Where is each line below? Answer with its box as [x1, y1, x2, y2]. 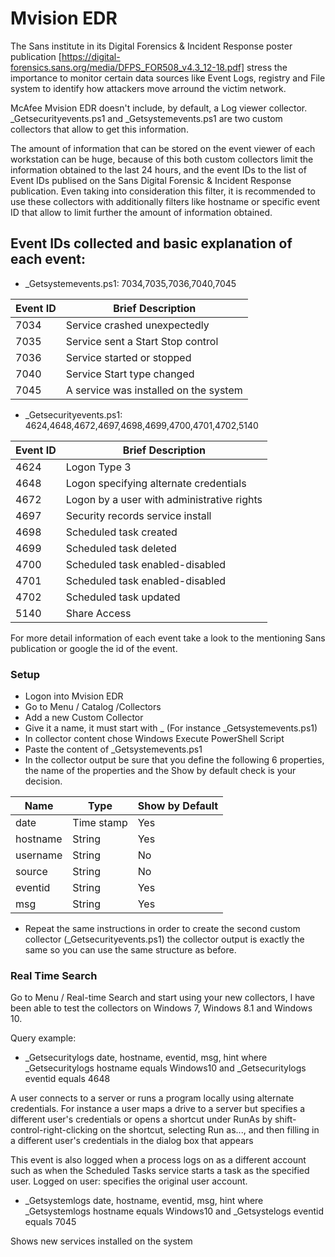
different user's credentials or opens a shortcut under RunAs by [10, 1113, 273, 1126]
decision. [24, 775, 63, 787]
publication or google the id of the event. [10, 642, 178, 654]
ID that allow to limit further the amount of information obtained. [10, 206, 273, 218]
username [15, 848, 63, 862]
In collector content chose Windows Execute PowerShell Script [24, 733, 285, 745]
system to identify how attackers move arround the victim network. [10, 82, 287, 94]
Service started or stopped [65, 350, 192, 364]
